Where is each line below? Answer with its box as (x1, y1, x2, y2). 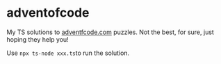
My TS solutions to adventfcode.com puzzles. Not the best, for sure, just (6, 28, 215, 36)
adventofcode (6, 5, 90, 21)
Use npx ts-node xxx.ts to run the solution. (6, 49, 130, 57)
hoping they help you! (6, 35, 69, 43)
